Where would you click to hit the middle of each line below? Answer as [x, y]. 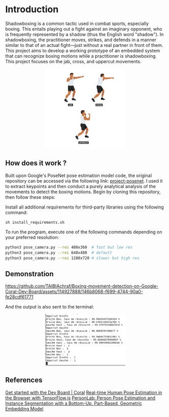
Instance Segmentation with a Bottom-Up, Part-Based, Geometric [74, 403]
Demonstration [30, 274]
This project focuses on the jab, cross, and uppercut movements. [73, 61]
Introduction [32, 9]
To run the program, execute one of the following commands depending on [84, 232]
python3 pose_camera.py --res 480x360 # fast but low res [69, 247]
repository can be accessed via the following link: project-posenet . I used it [84, 181]
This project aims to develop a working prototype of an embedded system [83, 50]
